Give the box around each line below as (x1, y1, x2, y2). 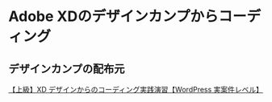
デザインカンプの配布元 (8, 62, 125, 75)
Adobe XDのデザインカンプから (8, 7, 220, 26)
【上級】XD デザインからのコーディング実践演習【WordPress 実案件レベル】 (8, 85, 264, 94)
